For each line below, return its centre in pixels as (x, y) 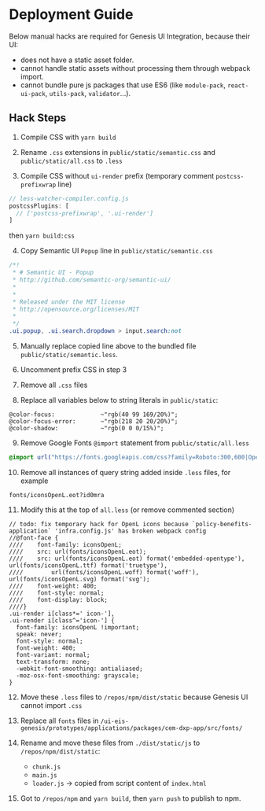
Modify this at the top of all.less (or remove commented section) (127, 510)
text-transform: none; (53, 662)
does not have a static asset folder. (77, 60)
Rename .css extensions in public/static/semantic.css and (118, 152)
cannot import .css (51, 705)
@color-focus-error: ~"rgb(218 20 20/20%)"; (94, 422)
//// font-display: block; (59, 599)
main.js (44, 775)
